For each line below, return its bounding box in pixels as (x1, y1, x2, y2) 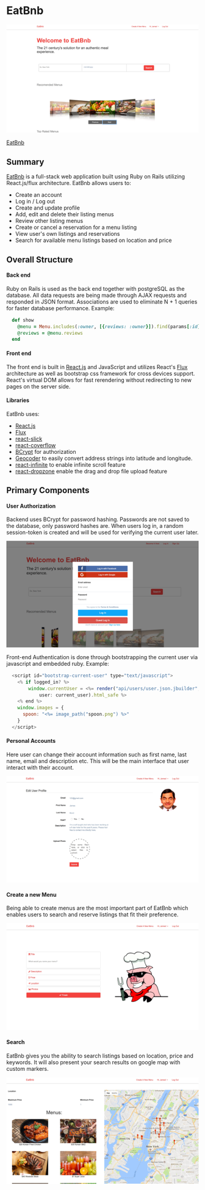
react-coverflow (15, 441, 56, 449)
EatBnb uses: (6, 410, 40, 417)
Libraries (6, 396, 29, 404)
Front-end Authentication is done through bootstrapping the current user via (6, 653, 198, 660)
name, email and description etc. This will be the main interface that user (6, 757, 189, 764)
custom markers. (6, 1065, 49, 1072)
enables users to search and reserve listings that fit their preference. (6, 911, 179, 918)
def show (12, 317, 34, 323)
